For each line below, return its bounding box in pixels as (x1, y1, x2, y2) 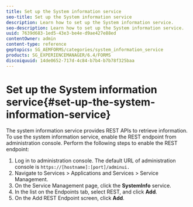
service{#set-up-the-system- (6, 95, 156, 108)
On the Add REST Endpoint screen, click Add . (14, 195, 125, 202)
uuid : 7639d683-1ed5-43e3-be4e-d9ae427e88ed (6, 30, 116, 36)
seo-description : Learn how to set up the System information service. (6, 25, 184, 31)
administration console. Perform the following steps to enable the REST (6, 140, 178, 147)
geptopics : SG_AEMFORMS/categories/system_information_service (6, 47, 164, 53)
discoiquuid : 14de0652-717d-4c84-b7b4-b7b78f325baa (6, 57, 135, 63)
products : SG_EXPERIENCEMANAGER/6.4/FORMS (6, 52, 111, 58)
